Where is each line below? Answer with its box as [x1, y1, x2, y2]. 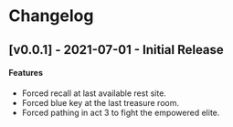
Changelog [8, 5, 94, 26]
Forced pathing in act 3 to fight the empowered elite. [21, 107, 220, 118]
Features [8, 68, 43, 79]
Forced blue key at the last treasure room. [21, 97, 180, 108]
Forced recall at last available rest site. [21, 88, 166, 99]
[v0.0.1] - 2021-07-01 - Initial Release [8, 42, 225, 58]
